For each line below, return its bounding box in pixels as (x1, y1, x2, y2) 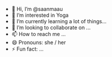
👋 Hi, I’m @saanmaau (11, 6, 63, 12)
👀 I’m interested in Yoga (11, 12, 69, 19)
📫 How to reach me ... (11, 31, 66, 37)
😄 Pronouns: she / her (11, 39, 66, 46)
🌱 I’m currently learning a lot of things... (11, 18, 107, 24)
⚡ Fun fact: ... (11, 45, 44, 52)
